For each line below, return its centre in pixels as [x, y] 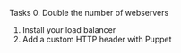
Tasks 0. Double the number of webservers [89, 13]
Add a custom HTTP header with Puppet [97, 39]
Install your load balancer [69, 30]
